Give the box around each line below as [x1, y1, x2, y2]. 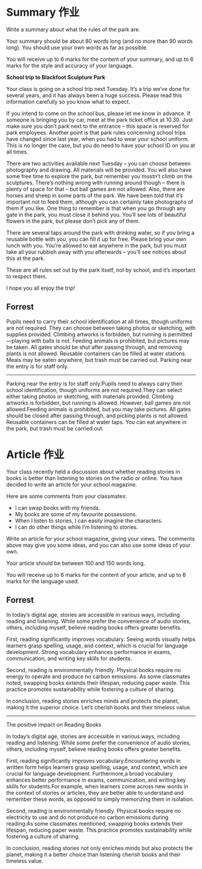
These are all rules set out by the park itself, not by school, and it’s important [6, 266, 196, 273]
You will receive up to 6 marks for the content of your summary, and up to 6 [6, 55, 194, 63]
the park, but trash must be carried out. [6, 425, 104, 432]
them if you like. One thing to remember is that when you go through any [6, 204, 186, 211]
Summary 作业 [6, 5, 80, 19]
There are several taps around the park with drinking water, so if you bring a [6, 229, 195, 236]
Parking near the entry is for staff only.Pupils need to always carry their [6, 380, 183, 387]
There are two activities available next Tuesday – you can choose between [6, 160, 191, 167]
